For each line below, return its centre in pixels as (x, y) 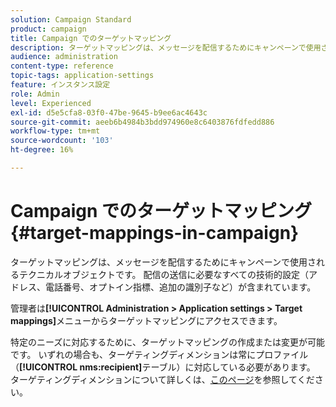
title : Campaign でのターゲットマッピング (91, 38)
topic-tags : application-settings (82, 76)
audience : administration (64, 57)
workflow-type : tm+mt (55, 131)
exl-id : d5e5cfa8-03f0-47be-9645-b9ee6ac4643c (109, 112)
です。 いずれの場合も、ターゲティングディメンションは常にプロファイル (159, 354)
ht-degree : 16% (42, 150)
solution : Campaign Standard (71, 19)
